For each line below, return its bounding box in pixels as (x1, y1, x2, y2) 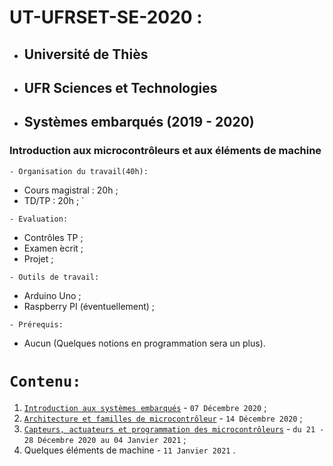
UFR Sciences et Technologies (23, 79, 218, 96)
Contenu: (9, 372, 82, 391)
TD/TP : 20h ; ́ (23, 194, 82, 206)
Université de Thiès (23, 46, 149, 63)
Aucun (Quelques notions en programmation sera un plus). (23, 337, 266, 349)
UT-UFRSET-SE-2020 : (9, 6, 203, 29)
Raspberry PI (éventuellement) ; (23, 300, 156, 312)
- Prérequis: (9, 319, 64, 330)
